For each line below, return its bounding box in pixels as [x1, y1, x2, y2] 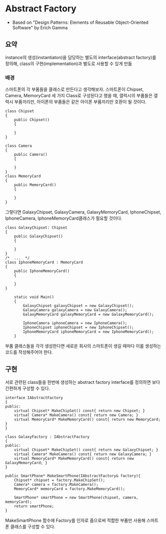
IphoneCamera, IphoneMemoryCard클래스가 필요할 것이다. [5, 215, 122, 221]
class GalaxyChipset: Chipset [5, 225, 68, 231]
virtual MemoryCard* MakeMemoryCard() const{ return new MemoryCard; [14, 417, 161, 422]
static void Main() [14, 295, 55, 300]
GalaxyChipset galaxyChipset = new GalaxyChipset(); [23, 303, 134, 308]
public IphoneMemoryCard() [14, 269, 70, 274]
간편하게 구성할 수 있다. [5, 385, 51, 391]
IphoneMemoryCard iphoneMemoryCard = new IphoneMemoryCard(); [23, 329, 154, 335]
